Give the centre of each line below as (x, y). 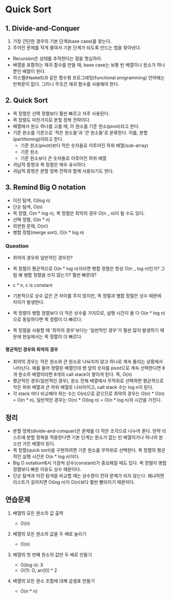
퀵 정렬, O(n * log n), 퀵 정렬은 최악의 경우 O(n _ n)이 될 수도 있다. (79, 213)
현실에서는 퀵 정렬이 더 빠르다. (52, 337)
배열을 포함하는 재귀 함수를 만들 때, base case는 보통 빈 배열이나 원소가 (84, 65)
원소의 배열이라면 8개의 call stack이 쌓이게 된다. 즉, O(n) (75, 374)
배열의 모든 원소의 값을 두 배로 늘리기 (50, 534)
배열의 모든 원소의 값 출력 (38, 513)
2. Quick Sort (27, 101)
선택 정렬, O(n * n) (31, 219)
